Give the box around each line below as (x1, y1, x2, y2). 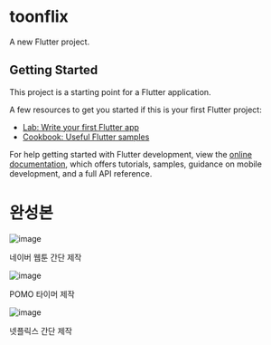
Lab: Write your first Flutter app (22, 121, 140, 132)
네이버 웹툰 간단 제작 (9, 252, 82, 263)
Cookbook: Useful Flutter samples (22, 131, 150, 142)
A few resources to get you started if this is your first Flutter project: (9, 104, 262, 115)
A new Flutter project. (9, 36, 90, 47)
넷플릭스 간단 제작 (9, 325, 72, 336)
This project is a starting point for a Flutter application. (9, 86, 211, 97)
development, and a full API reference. (9, 168, 153, 178)
